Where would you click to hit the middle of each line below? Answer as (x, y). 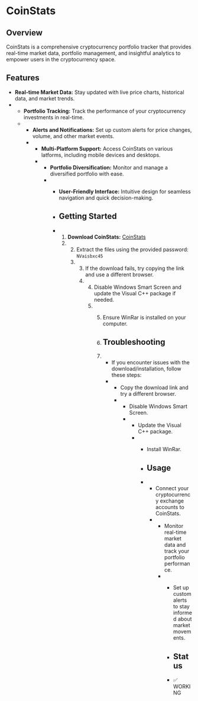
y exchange (170, 501)
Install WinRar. (164, 449)
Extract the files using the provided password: (132, 249)
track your (177, 551)
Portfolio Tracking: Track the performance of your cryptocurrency (105, 111)
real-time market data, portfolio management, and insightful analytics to (93, 53)
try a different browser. (148, 394)
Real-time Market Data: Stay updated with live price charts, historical (99, 92)
